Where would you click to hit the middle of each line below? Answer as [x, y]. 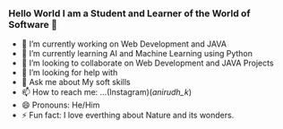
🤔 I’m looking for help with [69, 73]
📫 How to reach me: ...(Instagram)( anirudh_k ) [107, 92]
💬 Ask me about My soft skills [76, 82]
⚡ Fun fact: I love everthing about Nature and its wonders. [128, 116]
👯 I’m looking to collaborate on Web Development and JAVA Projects [147, 63]
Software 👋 [33, 24]
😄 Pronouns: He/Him [60, 105]
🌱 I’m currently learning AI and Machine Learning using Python [137, 54]
